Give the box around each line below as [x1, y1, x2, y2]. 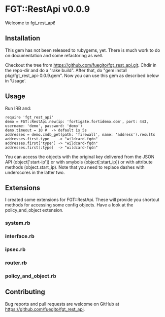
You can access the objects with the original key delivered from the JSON [5, 154, 155, 159]
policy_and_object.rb [5, 273, 57, 279]
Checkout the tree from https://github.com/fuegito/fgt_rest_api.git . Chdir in [5, 62, 157, 68]
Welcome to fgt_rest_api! [5, 20, 56, 26]
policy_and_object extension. [5, 207, 64, 213]
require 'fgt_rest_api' [5, 115, 54, 119]
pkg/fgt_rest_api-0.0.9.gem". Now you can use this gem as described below [5, 73, 159, 79]
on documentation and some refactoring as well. [5, 52, 103, 58]
